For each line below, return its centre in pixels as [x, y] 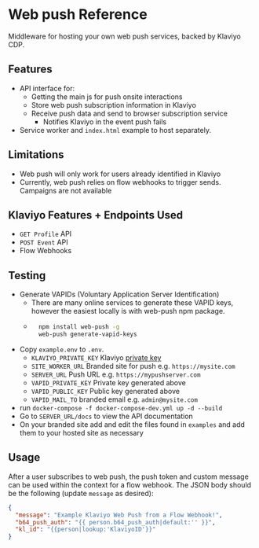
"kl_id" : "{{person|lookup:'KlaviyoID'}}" [86, 530]
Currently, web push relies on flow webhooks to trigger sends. [120, 182]
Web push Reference [78, 15]
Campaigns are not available [66, 190]
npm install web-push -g [79, 327]
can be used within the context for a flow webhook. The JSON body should [130, 484]
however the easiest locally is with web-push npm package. [128, 311]
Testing [27, 276]
